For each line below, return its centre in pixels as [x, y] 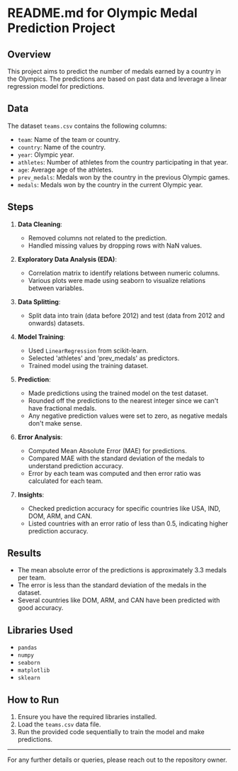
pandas [27, 648]
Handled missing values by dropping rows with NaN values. [115, 245]
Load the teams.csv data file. [59, 724]
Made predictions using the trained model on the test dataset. [118, 393]
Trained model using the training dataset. [88, 365]
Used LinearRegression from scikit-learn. [88, 350]
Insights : [31, 494]
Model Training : [41, 337]
